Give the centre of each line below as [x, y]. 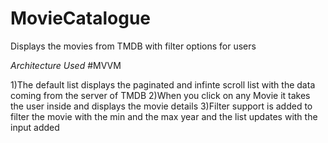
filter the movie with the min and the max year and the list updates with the [164, 116]
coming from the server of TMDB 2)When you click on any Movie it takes [160, 95]
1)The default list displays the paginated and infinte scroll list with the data [163, 84]
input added [35, 127]
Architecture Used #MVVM [66, 65]
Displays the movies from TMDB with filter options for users [133, 46]
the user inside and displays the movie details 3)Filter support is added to [161, 106]
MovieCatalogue [80, 18]
